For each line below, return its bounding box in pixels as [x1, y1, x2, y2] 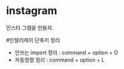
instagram [6, 4, 57, 18]
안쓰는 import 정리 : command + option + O [14, 49, 118, 56]
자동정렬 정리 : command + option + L [14, 56, 105, 63]
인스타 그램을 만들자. [6, 24, 54, 31]
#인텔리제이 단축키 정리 [6, 36, 60, 43]
